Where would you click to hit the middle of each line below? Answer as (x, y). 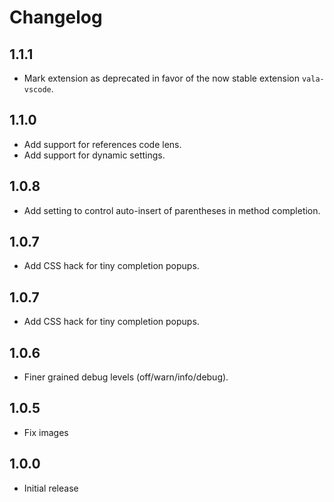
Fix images (46, 432)
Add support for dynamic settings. (94, 155)
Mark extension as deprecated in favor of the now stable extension (161, 78)
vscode (37, 90)
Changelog (56, 17)
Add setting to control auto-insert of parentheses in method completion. (172, 210)
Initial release (51, 488)
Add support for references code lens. (102, 144)
